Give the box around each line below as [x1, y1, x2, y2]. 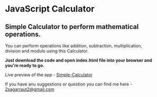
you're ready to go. [5, 63, 45, 68]
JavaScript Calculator [5, 3, 95, 14]
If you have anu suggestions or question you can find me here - [5, 81, 133, 87]
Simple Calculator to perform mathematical [5, 23, 139, 31]
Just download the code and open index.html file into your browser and [5, 57, 152, 63]
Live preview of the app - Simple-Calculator [5, 72, 93, 78]
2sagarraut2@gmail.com [5, 86, 54, 92]
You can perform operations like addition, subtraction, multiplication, [5, 43, 142, 49]
